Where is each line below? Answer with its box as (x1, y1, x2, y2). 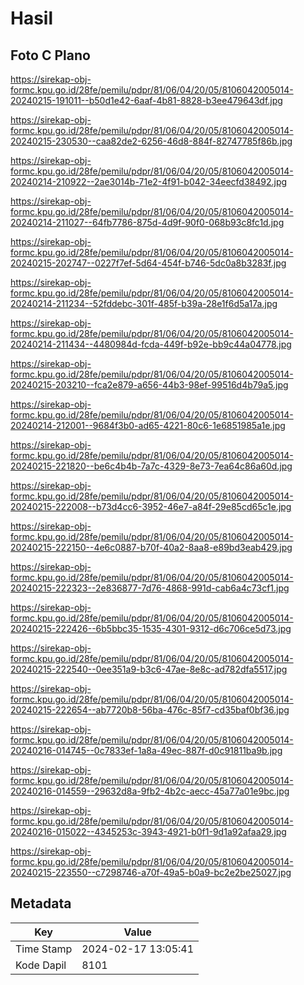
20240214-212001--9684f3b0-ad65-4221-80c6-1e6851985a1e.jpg (10, 420, 286, 431)
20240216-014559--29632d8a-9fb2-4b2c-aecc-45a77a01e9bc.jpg (10, 785, 290, 797)
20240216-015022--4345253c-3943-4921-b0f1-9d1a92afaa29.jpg (10, 826, 287, 837)
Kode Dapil (15, 958, 67, 972)
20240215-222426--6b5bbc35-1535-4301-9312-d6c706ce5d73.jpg (10, 623, 292, 634)
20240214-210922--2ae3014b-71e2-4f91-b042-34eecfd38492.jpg (10, 176, 288, 187)
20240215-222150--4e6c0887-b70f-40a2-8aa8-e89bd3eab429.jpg (10, 542, 293, 553)
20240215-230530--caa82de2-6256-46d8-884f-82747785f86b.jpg (10, 135, 293, 147)
